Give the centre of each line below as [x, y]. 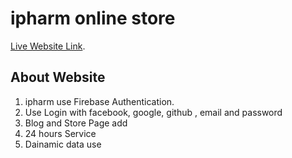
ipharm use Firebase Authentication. [99, 101]
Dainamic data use [63, 144]
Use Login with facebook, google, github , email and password [153, 112]
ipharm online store [93, 18]
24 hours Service [60, 133]
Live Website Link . [48, 46]
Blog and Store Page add [76, 123]
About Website [58, 77]
